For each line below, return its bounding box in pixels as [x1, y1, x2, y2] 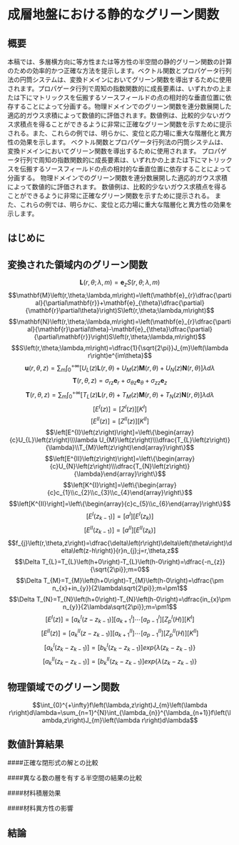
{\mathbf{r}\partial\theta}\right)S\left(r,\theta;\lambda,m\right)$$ [25, 306, 215, 314]
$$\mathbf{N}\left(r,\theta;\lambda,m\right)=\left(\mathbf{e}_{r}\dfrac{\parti [8, 317, 232, 326]
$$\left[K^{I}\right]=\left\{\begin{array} [63, 481, 177, 489]
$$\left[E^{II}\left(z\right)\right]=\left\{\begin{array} [44, 454, 195, 463]
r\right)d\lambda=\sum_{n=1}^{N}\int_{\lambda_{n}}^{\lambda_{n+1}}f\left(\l [9, 708, 231, 716]
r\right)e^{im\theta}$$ [88, 351, 152, 359]
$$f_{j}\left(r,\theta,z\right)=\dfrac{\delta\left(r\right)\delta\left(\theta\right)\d [7, 539, 233, 547]
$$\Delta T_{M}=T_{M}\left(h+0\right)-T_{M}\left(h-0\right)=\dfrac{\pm [16, 576, 224, 584]
